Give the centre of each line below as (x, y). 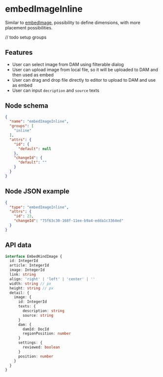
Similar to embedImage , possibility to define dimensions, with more (73, 22)
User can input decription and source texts (56, 90)
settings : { (30, 343)
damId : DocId (36, 329)
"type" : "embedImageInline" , (39, 207)
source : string (38, 315)
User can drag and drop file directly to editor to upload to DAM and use (84, 80)
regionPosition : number (47, 333)
